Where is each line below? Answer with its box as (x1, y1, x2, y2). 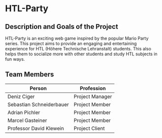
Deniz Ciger (7, 93, 35, 100)
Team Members (5, 70, 54, 79)
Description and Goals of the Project (5, 23, 118, 31)
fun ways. (5, 56, 26, 62)
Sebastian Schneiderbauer (7, 101, 69, 108)
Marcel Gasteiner (7, 117, 48, 124)
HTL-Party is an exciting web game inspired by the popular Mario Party (5, 35, 149, 41)
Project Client (73, 125, 105, 132)
